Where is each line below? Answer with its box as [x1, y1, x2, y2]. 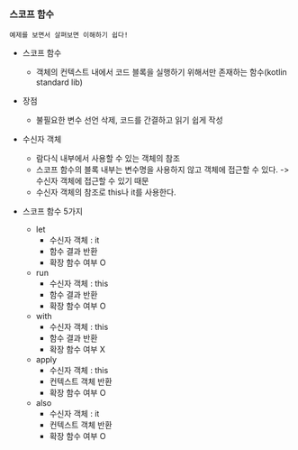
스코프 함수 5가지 [22, 206, 84, 217]
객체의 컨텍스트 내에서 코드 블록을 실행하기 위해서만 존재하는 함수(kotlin [35, 67, 288, 78]
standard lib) [35, 77, 84, 87]
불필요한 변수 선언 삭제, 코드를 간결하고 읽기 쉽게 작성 [35, 115, 223, 125]
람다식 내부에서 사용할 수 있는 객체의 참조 [35, 153, 181, 164]
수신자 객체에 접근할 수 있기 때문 [35, 176, 149, 187]
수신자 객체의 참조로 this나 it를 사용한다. [35, 187, 177, 197]
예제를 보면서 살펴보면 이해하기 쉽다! [9, 31, 129, 40]
